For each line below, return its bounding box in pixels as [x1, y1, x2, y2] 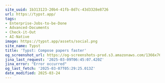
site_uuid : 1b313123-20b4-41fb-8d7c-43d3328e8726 [5, 7, 109, 12]
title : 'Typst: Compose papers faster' [5, 48, 87, 53]
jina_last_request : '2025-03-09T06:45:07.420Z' [5, 57, 105, 62]
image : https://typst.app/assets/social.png [5, 39, 98, 44]
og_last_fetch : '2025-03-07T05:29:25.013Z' [5, 66, 96, 71]
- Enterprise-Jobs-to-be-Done [5, 21, 67, 26]
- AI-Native [5, 35, 29, 40]
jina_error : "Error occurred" [5, 62, 67, 66]
